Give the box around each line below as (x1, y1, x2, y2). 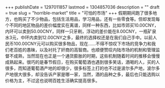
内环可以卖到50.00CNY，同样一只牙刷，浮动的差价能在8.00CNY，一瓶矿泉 (5, 29, 157, 34)
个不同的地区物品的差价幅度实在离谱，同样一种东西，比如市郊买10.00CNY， (5, 22, 159, 28)
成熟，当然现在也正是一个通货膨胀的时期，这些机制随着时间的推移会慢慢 (13, 53, 160, 59)
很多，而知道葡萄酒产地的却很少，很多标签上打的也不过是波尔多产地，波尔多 (5, 65, 160, 71)
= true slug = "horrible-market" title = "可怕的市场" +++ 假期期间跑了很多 (5, 10, 153, 16)
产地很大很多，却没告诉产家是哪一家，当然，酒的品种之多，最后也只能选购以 (5, 71, 160, 77)
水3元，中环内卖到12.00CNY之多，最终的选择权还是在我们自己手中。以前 (5, 34, 153, 40)
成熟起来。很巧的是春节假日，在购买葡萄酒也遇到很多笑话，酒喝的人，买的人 (5, 59, 160, 65)
